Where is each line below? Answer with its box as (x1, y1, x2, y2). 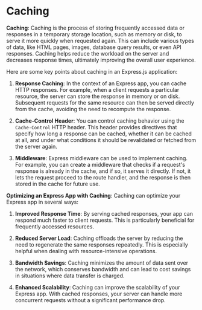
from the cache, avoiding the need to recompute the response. (14, 105, 171, 112)
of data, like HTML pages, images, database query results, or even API (6, 44, 182, 51)
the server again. (14, 143, 57, 150)
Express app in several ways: (6, 198, 78, 205)
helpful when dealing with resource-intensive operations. (14, 247, 157, 254)
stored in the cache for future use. (14, 180, 101, 187)
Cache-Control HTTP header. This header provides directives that (14, 123, 177, 131)
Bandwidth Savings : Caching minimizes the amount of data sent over (14, 259, 189, 266)
